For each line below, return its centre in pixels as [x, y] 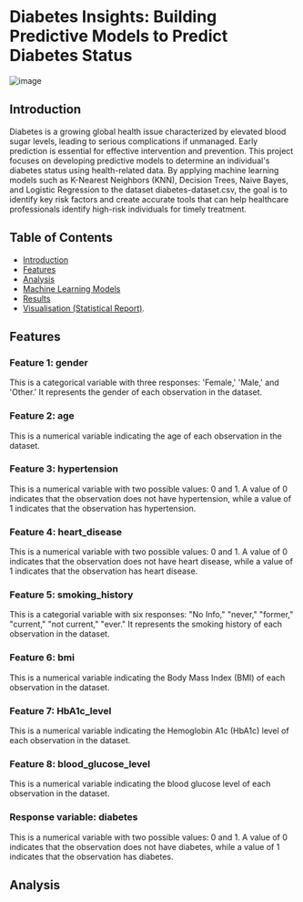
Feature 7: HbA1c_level [61, 710]
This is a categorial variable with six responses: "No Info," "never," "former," [151, 615]
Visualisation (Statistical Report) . [84, 308]
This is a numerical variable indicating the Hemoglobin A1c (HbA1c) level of [149, 731]
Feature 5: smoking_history [71, 595]
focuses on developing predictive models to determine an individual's [140, 161]
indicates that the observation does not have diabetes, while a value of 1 [145, 846]
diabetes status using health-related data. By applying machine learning [144, 170]
